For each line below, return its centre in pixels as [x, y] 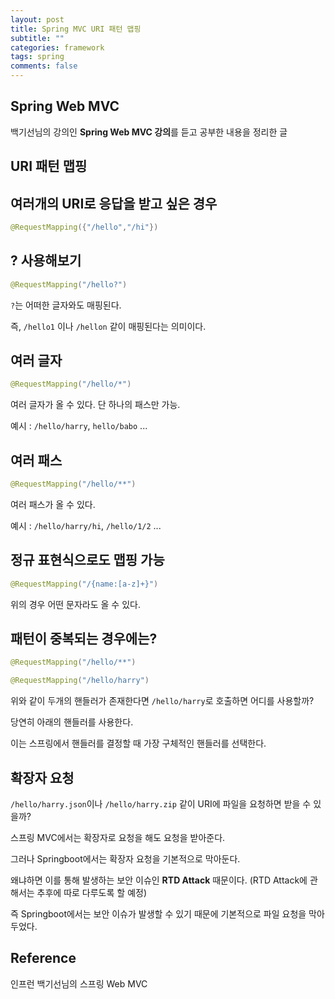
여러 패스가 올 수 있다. [53, 504]
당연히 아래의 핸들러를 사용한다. [72, 722]
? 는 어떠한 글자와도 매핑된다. [66, 305]
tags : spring [37, 57]
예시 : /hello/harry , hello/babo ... [79, 426]
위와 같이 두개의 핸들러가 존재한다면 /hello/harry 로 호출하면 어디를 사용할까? [162, 701]
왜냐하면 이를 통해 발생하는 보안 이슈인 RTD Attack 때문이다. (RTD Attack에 [159, 880]
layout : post [37, 19]
